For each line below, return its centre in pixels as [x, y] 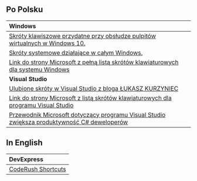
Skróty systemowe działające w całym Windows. [76, 53]
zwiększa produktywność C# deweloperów [69, 122]
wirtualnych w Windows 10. [47, 43]
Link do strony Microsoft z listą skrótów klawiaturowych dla [90, 98]
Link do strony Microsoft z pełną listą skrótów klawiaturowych [94, 62]
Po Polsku [25, 10]
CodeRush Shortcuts [38, 169]
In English [24, 143]
